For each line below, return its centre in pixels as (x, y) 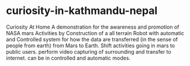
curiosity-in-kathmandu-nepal (82, 11)
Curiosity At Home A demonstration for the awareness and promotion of (93, 27)
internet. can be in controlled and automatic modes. (68, 58)
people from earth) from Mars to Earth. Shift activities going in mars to (91, 46)
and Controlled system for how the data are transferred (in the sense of (92, 39)
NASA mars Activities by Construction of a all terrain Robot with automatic (95, 33)
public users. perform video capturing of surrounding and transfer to (89, 51)
